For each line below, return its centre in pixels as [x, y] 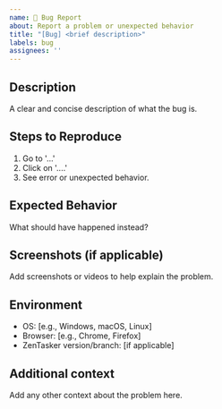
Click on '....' [45, 167]
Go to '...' [38, 158]
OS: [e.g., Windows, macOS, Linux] [87, 327]
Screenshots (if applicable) [86, 255]
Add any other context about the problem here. [96, 395]
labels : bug [31, 43]
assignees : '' [36, 51]
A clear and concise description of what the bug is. [103, 108]
